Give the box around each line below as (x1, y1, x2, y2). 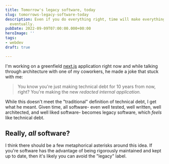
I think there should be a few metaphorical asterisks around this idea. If (5, 142, 152, 148)
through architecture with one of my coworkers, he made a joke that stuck (5, 68, 159, 74)
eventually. (10, 21, 35, 27)
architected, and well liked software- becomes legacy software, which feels (5, 109, 162, 115)
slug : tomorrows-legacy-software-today (5, 12, 89, 17)
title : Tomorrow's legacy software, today (5, 7, 96, 13)
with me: (5, 73, 24, 79)
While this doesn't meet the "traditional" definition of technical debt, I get (5, 99, 157, 105)
